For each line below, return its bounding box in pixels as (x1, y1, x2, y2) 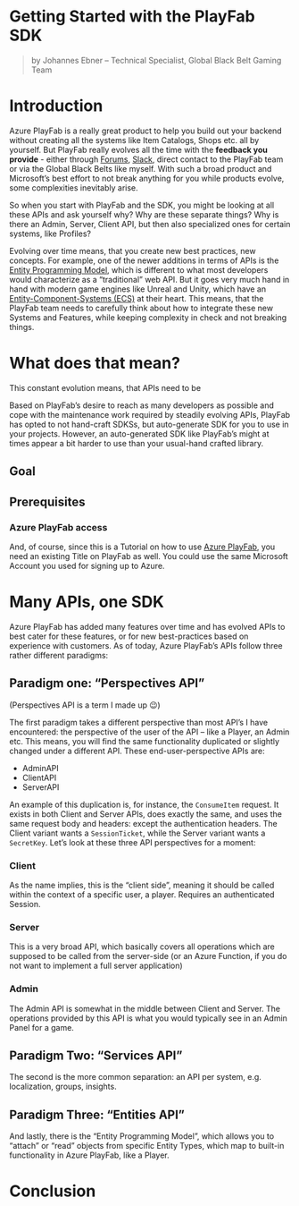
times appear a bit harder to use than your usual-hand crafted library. (9, 437, 264, 448)
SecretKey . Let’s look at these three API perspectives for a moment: (9, 837, 256, 847)
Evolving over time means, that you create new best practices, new (9, 245, 256, 256)
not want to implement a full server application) (9, 960, 183, 972)
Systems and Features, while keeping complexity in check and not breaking (9, 311, 287, 323)
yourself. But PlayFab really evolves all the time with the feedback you (9, 144, 268, 155)
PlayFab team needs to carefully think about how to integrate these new (9, 302, 274, 313)
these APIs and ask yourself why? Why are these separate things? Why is (9, 208, 279, 220)
